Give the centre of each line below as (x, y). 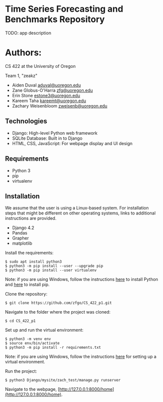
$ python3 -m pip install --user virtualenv (51, 270)
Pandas (20, 233)
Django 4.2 (23, 228)
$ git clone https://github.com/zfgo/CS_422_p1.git (58, 303)
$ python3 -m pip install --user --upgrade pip (54, 266)
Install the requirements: (29, 253)
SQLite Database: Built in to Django (47, 138)
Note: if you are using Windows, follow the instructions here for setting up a (81, 357)
